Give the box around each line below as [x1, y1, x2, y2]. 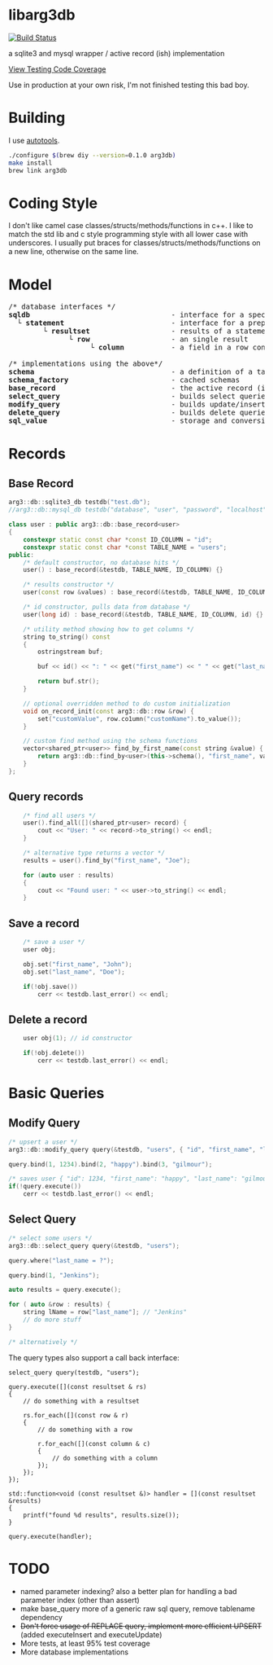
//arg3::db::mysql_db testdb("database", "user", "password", [8, 506, 223, 514]
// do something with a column [51, 1454, 158, 1462]
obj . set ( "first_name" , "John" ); [23, 960, 132, 969]
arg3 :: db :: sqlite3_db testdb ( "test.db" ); [8, 499, 151, 507]
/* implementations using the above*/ [8, 359, 163, 368]
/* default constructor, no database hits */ [23, 558, 180, 567]
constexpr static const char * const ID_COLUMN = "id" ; [23, 535, 213, 543]
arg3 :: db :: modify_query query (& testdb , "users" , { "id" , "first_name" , [8, 1145, 256, 1153]
